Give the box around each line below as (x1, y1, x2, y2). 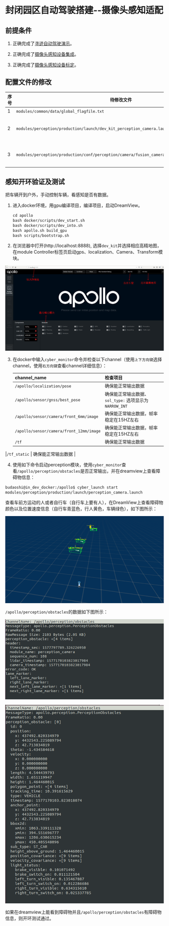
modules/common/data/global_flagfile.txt (16, 109, 105, 114)
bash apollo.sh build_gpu (12, 228, 67, 233)
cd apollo (12, 213, 34, 218)
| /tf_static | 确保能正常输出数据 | (5, 451, 76, 457)
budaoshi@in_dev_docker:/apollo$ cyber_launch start (5, 485, 118, 490)
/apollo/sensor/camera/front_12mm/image (15, 429, 101, 434)
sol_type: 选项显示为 (105, 397, 149, 403)
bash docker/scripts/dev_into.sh (12, 223, 83, 228)
